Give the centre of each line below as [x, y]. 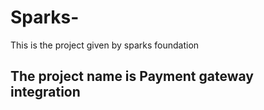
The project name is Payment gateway [132, 76]
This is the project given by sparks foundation [105, 45]
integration [45, 92]
